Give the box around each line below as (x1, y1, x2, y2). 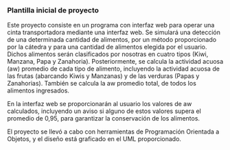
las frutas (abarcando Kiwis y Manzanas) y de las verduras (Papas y (7, 72, 200, 80)
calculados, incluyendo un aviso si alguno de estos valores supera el (7, 107, 201, 115)
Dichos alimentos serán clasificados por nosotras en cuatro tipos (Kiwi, (7, 50, 209, 58)
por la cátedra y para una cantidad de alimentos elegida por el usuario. (7, 43, 207, 51)
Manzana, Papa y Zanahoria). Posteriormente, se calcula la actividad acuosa (7, 58, 224, 66)
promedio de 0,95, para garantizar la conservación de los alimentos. (7, 114, 200, 123)
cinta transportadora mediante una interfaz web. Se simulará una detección (7, 28, 221, 36)
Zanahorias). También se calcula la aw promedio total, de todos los (7, 79, 197, 88)
